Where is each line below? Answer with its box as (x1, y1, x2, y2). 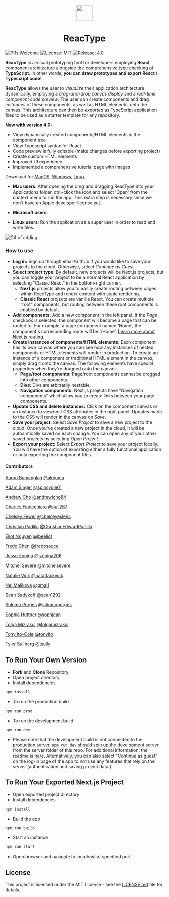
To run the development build (12, 718, 74, 724)
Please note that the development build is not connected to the (12, 736, 143, 742)
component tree (12, 137, 46, 143)
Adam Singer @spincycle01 (5, 484, 62, 490)
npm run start (5, 844, 35, 849)
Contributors (5, 463, 33, 469)
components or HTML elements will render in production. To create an (12, 350, 158, 356)
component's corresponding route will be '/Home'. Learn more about (12, 328, 155, 335)
